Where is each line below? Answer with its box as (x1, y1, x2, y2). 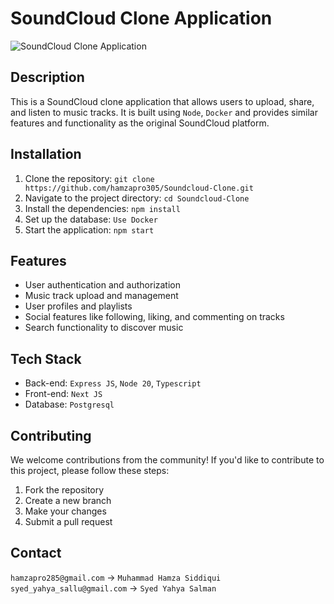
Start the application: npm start (24, 223, 155, 236)
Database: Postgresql (24, 398, 115, 411)
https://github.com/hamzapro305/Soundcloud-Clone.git (24, 183, 254, 193)
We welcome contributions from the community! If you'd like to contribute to (10, 454, 325, 466)
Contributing (10, 427, 92, 444)
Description (10, 69, 85, 86)
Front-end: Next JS (24, 388, 103, 400)
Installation (10, 146, 82, 163)
